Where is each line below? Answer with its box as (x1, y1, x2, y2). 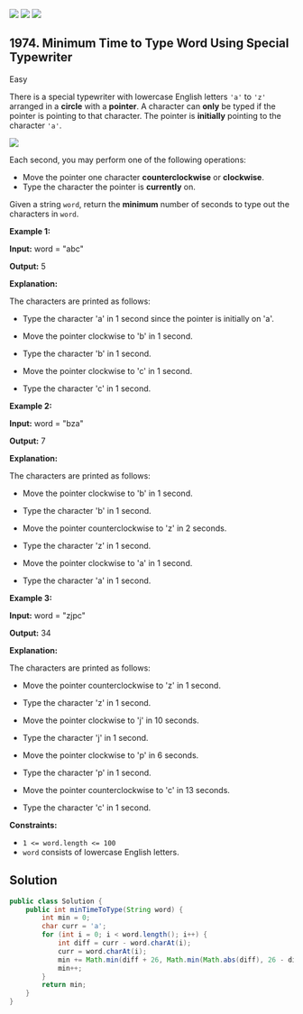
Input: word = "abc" (9, 243, 84, 254)
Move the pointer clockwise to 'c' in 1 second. (22, 365, 193, 376)
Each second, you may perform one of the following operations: (9, 154, 246, 165)
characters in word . (9, 208, 79, 219)
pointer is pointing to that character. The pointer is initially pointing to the (9, 110, 282, 121)
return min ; (41, 981, 87, 990)
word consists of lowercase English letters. (22, 846, 180, 857)
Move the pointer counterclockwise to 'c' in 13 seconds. (22, 784, 230, 795)
